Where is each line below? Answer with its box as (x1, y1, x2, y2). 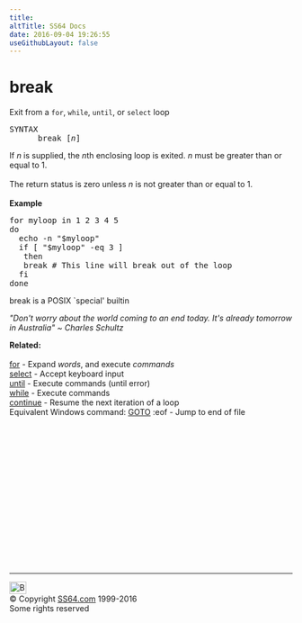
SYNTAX (9, 124, 39, 135)
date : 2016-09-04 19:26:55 (9, 30, 111, 39)
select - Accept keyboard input (9, 368, 124, 379)
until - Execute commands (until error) (9, 378, 151, 389)
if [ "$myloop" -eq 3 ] (18, 242, 124, 253)
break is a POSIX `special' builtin (9, 295, 130, 306)
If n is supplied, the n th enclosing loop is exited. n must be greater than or (9, 150, 282, 161)
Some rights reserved (9, 603, 90, 614)
